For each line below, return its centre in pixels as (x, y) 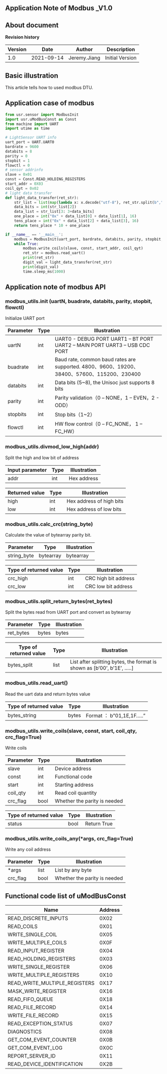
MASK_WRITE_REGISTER (37, 991)
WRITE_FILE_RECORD (33, 1015)
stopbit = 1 (17, 161)
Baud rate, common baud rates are (95, 360)
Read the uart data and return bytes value (48, 694)
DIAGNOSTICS (25, 1032)
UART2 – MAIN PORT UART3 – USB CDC (102, 345)
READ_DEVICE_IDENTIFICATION (45, 1064)
